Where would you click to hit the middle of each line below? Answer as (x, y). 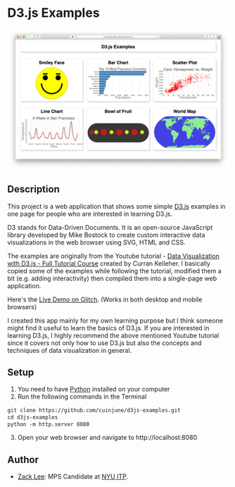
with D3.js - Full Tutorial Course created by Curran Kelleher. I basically (109, 263)
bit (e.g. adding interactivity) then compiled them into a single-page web (112, 278)
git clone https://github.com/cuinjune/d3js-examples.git (94, 410)
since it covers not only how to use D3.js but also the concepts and (104, 343)
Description (33, 189)
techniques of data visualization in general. (70, 350)
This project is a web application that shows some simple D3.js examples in (116, 206)
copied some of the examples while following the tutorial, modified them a (114, 271)
